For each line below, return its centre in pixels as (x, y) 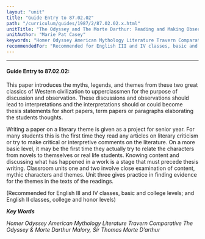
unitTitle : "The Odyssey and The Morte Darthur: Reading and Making (95, 29)
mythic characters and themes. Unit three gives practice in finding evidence (102, 175)
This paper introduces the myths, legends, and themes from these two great (102, 85)
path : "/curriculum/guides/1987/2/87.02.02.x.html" (73, 23)
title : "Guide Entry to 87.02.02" (50, 18)
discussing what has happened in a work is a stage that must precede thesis (103, 162)
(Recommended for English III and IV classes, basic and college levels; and (100, 193)
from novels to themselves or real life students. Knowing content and (93, 155)
